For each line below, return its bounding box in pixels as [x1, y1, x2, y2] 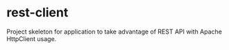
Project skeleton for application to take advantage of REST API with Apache [6, 27, 223, 36]
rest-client [6, 5, 69, 21]
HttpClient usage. [6, 34, 57, 42]
